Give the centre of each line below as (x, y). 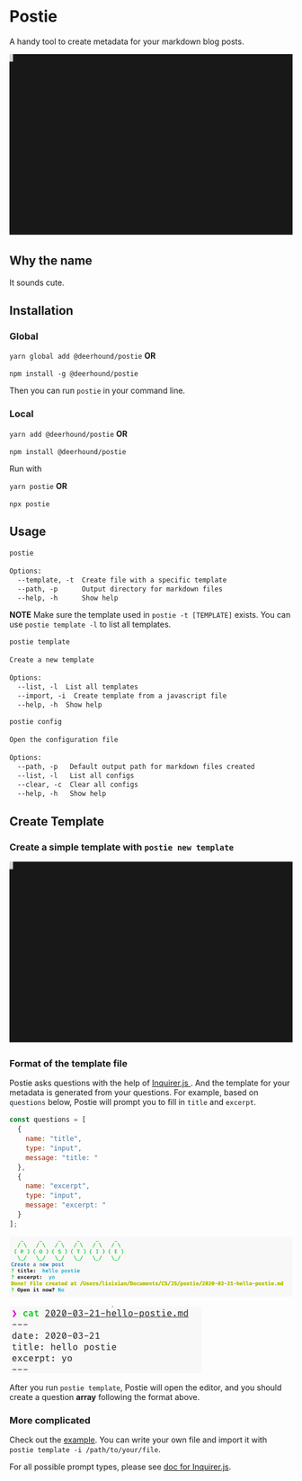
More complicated (50, 1420)
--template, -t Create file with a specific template (122, 580)
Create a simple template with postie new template (122, 847)
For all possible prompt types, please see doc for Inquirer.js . (120, 1467)
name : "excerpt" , (58, 1186)
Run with (26, 468)
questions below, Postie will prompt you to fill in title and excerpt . (133, 1102)
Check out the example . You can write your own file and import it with (138, 1440)
